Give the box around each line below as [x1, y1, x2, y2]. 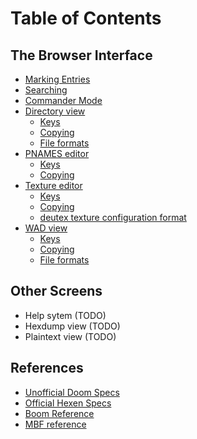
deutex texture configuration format [39, 212, 187, 223]
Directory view [24, 105, 86, 117]
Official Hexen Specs [24, 397, 112, 409]
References [10, 360, 84, 377]
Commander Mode [24, 95, 103, 106]
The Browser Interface [10, 47, 153, 64]
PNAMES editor [24, 148, 90, 159]
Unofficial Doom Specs [24, 386, 120, 398]
